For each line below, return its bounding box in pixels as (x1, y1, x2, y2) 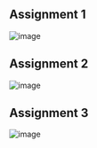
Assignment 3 (9, 105, 89, 121)
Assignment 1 (9, 7, 86, 22)
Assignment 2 (9, 57, 89, 72)
